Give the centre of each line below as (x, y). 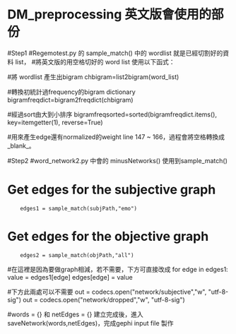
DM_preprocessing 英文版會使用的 (110, 14)
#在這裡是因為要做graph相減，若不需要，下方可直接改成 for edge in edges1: (118, 269)
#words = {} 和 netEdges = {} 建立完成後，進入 (75, 314)
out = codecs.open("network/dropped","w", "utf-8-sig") (104, 299)
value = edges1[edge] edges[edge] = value (70, 277)
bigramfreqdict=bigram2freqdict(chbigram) (70, 100)
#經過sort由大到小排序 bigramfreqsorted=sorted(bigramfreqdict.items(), (112, 114)
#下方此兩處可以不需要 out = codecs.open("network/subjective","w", (107, 292)
